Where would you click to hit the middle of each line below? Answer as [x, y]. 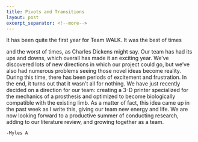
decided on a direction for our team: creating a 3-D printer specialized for [97, 90]
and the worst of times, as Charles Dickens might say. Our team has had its [99, 52]
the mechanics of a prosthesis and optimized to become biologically [91, 96]
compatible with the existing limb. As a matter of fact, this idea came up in [98, 103]
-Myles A [17, 133]
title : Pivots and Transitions [45, 12]
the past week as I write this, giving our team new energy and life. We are [97, 110]
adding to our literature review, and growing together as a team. [85, 122]
